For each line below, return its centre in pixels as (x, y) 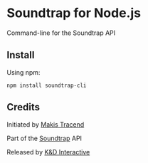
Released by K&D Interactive (48, 152)
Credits (23, 107)
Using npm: (23, 72)
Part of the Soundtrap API (44, 138)
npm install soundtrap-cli (47, 85)
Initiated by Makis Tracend (46, 124)
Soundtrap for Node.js (74, 13)
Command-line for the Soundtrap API (61, 33)
